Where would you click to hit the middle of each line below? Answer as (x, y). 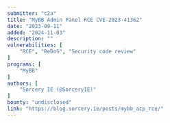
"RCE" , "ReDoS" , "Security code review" (78, 52)
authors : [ (23, 83)
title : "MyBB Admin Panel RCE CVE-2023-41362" (75, 20)
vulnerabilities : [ (35, 45)
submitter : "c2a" (32, 13)
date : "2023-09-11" (35, 26)
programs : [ (24, 64)
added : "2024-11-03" (37, 32)
